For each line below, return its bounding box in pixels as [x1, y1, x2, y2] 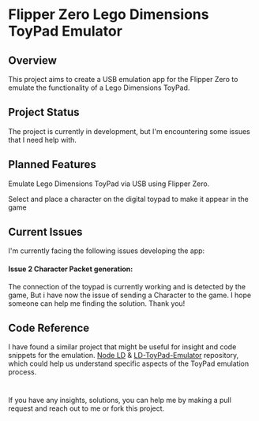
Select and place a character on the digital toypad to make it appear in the [8, 194, 249, 203]
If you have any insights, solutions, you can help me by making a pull [8, 395, 231, 404]
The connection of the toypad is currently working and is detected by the [8, 281, 246, 291]
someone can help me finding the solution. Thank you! [8, 298, 186, 308]
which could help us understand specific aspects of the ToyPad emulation [8, 359, 250, 368]
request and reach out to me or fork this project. [8, 404, 165, 413]
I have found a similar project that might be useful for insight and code [8, 342, 237, 352]
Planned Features [8, 158, 97, 171]
